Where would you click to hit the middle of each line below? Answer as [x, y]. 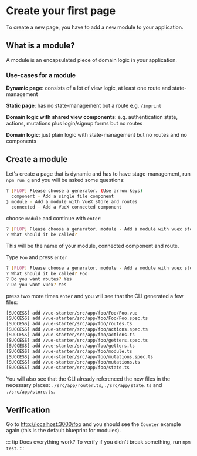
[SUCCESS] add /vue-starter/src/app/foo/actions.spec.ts [77, 329]
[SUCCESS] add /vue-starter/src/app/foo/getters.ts [70, 346]
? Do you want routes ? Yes [39, 279]
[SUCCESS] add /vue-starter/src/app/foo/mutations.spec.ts [80, 357]
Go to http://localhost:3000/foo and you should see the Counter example [94, 424]
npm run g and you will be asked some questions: [65, 180]
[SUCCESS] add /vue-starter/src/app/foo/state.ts [68, 368]
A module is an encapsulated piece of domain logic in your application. [92, 60]
